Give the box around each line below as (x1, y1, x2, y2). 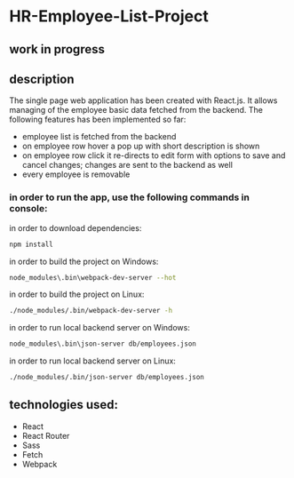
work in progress (9, 42, 105, 57)
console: (9, 203, 48, 215)
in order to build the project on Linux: (9, 289, 145, 299)
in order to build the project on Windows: (9, 256, 159, 267)
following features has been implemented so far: (9, 114, 187, 125)
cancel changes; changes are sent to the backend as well (21, 160, 234, 171)
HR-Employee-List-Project (9, 6, 209, 27)
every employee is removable (21, 169, 131, 179)
